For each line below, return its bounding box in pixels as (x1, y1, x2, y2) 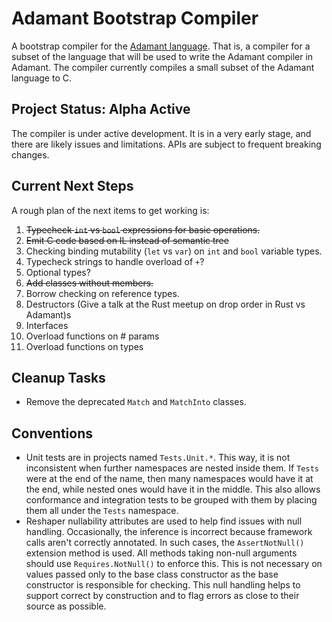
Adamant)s (25, 308, 72, 321)
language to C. (11, 72, 72, 84)
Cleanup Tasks (11, 369, 106, 386)
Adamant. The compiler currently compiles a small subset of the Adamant (11, 61, 315, 73)
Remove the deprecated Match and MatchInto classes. (25, 396, 247, 408)
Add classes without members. (25, 277, 154, 289)
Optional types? (25, 266, 91, 278)
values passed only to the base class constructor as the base (25, 568, 279, 581)
